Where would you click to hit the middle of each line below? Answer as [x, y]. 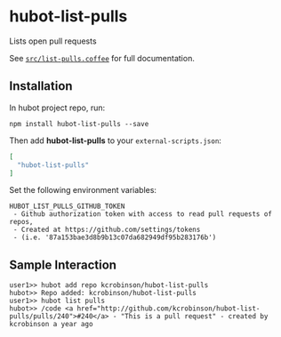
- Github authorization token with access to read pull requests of [143, 214]
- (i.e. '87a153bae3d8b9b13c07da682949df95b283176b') [115, 237]
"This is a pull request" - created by [194, 317]
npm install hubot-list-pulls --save [79, 124]
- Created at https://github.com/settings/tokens [107, 230]
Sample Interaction [63, 265]
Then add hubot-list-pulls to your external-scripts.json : [116, 140]
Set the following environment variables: [83, 190]
